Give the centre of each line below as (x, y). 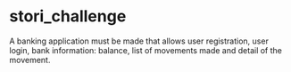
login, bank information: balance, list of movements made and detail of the (146, 50)
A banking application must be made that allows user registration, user (139, 41)
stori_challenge (68, 16)
